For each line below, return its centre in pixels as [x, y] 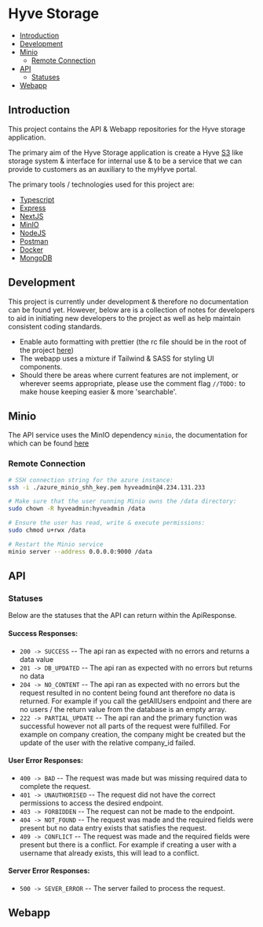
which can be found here [49, 443]
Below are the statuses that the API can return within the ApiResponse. [122, 616]
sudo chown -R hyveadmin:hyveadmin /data [77, 509]
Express [33, 208]
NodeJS [33, 233]
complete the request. [55, 786]
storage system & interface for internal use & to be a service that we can [125, 161]
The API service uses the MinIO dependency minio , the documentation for [128, 435]
